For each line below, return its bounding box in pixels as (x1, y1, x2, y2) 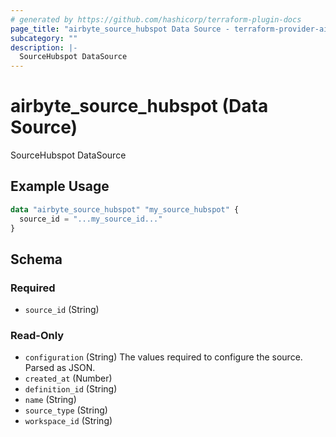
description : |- (10, 42, 78, 53)
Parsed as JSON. (24, 362, 96, 374)
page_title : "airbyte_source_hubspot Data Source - (10, 24, 230, 34)
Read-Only (10, 329, 65, 343)
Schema (10, 251, 63, 268)
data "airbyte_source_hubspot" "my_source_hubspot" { (10, 204, 240, 215)
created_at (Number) (24, 372, 113, 385)
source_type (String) (24, 404, 108, 416)
